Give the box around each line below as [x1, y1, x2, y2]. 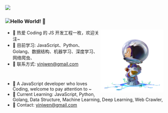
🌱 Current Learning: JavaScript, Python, [12, 91, 95, 97]
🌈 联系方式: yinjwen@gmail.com [12, 61, 79, 67]
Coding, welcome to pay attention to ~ [12, 86, 92, 92]
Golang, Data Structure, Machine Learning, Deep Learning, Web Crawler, [12, 96, 163, 102]
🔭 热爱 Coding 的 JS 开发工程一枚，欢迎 [12, 30, 95, 36]
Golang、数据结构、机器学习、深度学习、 [12, 48, 98, 54]
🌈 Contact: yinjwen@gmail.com [12, 102, 78, 108]
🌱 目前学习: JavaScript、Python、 [12, 42, 83, 48]
